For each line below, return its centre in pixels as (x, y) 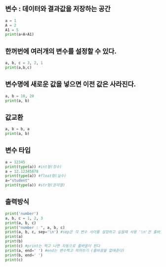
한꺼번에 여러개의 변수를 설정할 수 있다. (61, 51)
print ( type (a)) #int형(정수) (34, 167)
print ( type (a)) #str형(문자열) (35, 185)
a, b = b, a (17, 129)
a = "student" (17, 181)
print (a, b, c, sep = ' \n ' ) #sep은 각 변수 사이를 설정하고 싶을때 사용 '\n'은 (78, 232)
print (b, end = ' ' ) (24, 255)
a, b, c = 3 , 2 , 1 (24, 63)
